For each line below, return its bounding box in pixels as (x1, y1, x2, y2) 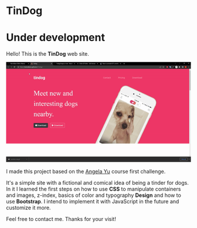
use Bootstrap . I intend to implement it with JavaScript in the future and (6, 198, 179, 205)
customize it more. (6, 204, 51, 212)
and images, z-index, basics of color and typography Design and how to (6, 192, 182, 199)
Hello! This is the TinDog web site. (6, 50, 90, 57)
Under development (6, 31, 106, 45)
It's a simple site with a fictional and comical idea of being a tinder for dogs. (6, 179, 189, 186)
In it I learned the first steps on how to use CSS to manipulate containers (6, 186, 181, 193)
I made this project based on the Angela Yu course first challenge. (6, 168, 166, 175)
